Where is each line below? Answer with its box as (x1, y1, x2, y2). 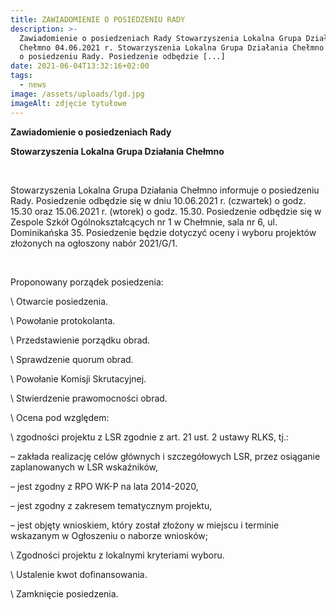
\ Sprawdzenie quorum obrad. (10, 353, 134, 365)
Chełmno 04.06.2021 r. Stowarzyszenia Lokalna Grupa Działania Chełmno (19, 42, 325, 53)
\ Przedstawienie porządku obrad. (10, 334, 151, 346)
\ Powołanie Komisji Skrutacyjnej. (10, 372, 147, 385)
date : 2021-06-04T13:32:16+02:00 (10, 61, 150, 71)
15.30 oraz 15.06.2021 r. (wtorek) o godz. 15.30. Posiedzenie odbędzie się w (10, 205, 322, 217)
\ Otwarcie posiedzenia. (10, 295, 109, 307)
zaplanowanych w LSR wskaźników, (10, 461, 159, 473)
